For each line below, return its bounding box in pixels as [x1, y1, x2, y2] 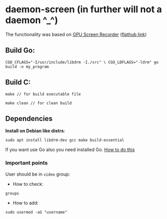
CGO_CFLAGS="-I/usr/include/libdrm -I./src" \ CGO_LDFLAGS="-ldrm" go [5, 60, 159, 65]
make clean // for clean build [5, 101, 72, 106]
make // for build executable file [5, 91, 81, 96]
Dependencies [5, 114, 53, 123]
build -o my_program [5, 64, 50, 69]
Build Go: [5, 46, 35, 55]
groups [5, 190, 19, 196]
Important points [5, 159, 48, 166]
